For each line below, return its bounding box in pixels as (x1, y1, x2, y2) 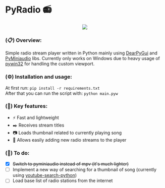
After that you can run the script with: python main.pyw (5, 90, 118, 96)
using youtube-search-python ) (12, 172, 77, 178)
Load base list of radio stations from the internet (12, 177, 113, 184)
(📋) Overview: (5, 36, 42, 43)
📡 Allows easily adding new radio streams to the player (12, 137, 127, 143)
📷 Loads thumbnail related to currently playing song (12, 130, 122, 136)
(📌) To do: (5, 149, 30, 156)
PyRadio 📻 (5, 4, 52, 16)
